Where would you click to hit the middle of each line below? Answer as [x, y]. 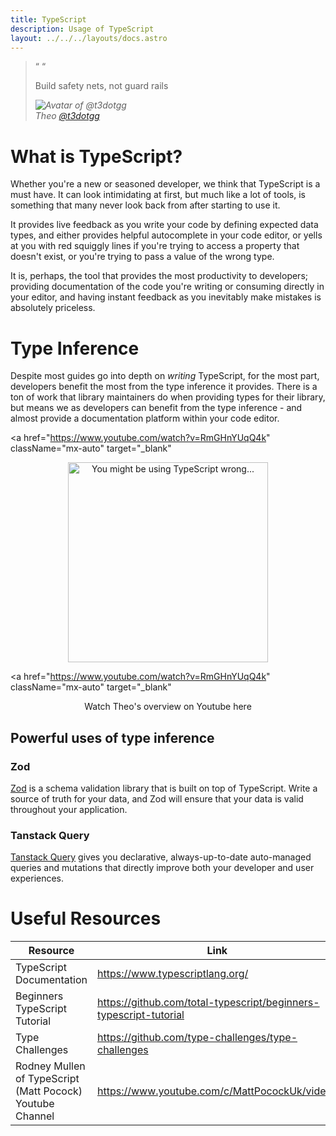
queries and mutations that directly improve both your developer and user [162, 868]
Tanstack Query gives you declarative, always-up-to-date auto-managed [161, 857]
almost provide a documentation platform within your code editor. [145, 418]
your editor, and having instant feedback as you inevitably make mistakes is [166, 297]
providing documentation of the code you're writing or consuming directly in [167, 287]
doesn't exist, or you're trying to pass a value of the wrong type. [142, 257]
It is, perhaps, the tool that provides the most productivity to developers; [159, 276]
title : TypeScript [48, 19]
